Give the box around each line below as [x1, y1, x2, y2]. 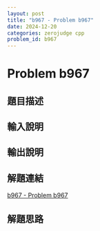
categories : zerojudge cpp [7, 29, 85, 37]
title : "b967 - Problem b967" [7, 17, 94, 24]
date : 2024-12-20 [7, 23, 57, 30]
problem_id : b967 [7, 36, 57, 43]
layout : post [7, 10, 45, 17]
